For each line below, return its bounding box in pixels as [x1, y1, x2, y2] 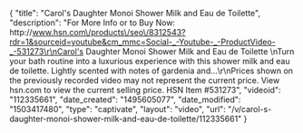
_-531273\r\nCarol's [9, 46, 84, 57]
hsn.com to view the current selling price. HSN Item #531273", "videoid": [9, 85, 281, 95]
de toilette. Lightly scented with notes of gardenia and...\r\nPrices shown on [9, 65, 293, 76]
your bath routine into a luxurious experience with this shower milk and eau [9, 56, 290, 66]
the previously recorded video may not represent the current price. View [9, 75, 280, 85]
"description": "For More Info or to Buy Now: [9, 17, 175, 28]
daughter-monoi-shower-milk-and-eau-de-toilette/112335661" [9, 113, 242, 124]
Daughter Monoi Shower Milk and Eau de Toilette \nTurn [85, 46, 295, 57]
